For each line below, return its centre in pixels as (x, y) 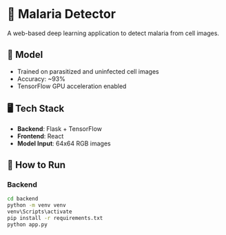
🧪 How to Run (37, 165)
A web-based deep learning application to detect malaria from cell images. (113, 33)
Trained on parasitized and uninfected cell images (88, 71)
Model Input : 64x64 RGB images (64, 143)
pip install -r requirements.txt (55, 218)
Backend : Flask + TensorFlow (59, 129)
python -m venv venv (37, 205)
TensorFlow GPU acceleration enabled (72, 86)
